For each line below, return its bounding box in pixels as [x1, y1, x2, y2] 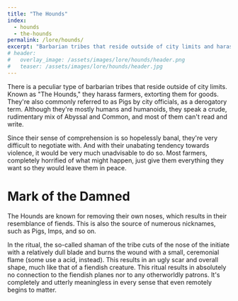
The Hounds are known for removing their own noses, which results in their [7, 211, 227, 220]
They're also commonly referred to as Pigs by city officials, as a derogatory [7, 97, 227, 106]
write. [7, 119, 24, 128]
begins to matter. [7, 285, 57, 294]
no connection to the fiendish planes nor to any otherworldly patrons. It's [7, 270, 221, 279]
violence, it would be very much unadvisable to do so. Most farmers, [7, 148, 208, 157]
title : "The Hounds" [7, 10, 69, 18]
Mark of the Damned [7, 188, 130, 204]
